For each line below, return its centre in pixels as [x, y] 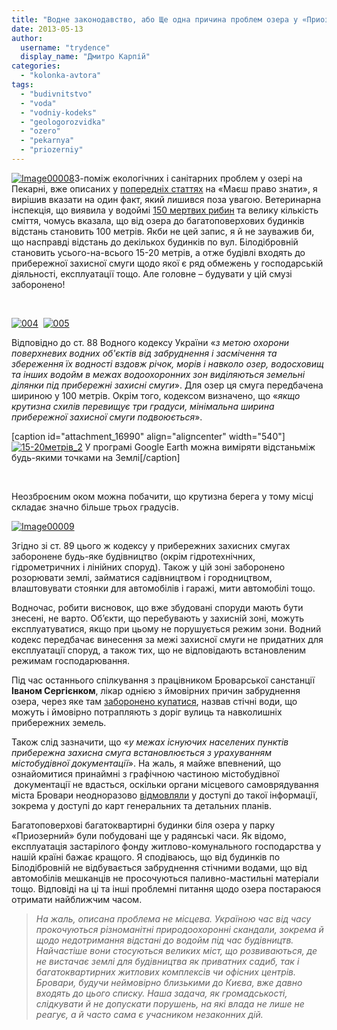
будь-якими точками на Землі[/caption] [96, 457]
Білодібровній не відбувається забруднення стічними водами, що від [159, 867]
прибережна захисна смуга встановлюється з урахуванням [141, 752]
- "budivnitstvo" [56, 94]
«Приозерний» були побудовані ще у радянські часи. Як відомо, [149, 835]
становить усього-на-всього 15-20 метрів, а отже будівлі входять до [158, 252]
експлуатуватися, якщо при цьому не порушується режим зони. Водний [166, 628]
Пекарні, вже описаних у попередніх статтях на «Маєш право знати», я [164, 188]
